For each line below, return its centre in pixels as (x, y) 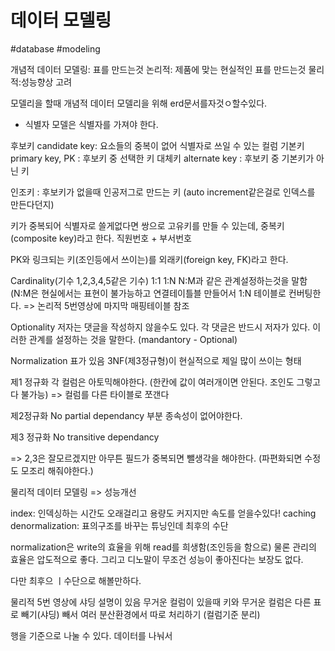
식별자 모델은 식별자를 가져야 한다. (91, 124)
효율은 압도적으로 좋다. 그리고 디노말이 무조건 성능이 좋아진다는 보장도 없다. (157, 559)
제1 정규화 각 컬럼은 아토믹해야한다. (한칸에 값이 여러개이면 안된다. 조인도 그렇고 (166, 382)
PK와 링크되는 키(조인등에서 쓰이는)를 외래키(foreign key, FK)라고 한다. (149, 259)
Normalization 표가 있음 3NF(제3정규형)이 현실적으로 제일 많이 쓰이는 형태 (156, 360)
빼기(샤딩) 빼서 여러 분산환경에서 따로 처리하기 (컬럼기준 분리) (140, 614)
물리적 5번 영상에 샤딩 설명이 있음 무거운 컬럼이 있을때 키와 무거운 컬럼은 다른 (161, 602)
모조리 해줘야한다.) (57, 470)
